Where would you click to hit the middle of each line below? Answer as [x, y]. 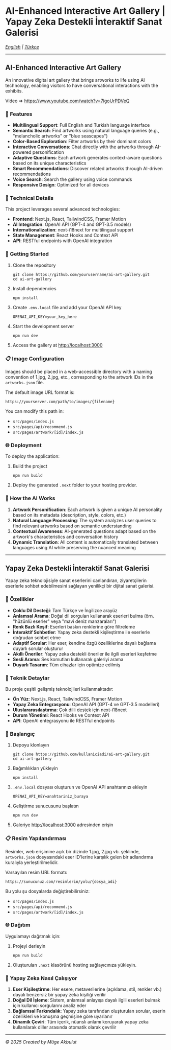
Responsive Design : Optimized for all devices [61, 185]
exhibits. [14, 91]
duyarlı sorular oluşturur [38, 648]
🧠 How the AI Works [30, 498]
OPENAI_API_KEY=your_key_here [45, 317]
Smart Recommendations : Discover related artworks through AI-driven [88, 169]
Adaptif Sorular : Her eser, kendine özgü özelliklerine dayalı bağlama [84, 643]
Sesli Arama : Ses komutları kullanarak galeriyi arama [68, 659]
